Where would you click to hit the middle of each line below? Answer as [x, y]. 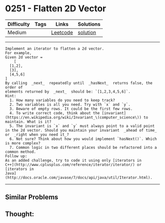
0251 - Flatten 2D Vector [56, 9]
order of [14, 87]
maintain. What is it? [28, 122]
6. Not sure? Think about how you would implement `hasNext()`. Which [83, 139]
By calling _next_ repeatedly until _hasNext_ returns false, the [79, 83]
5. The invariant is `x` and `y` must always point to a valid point [82, 126]
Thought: [20, 214]
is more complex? [23, 143]
